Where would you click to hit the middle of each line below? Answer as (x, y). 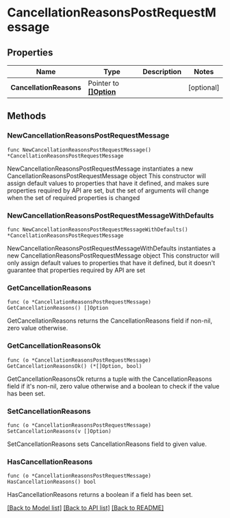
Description (162, 72)
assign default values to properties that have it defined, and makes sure (108, 183)
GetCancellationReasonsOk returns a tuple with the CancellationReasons (110, 379)
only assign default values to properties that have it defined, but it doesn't (111, 262)
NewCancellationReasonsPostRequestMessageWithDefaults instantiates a (112, 248)
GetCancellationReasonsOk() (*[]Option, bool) (75, 366)
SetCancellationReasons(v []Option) (59, 431)
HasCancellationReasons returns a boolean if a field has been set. (100, 495)
